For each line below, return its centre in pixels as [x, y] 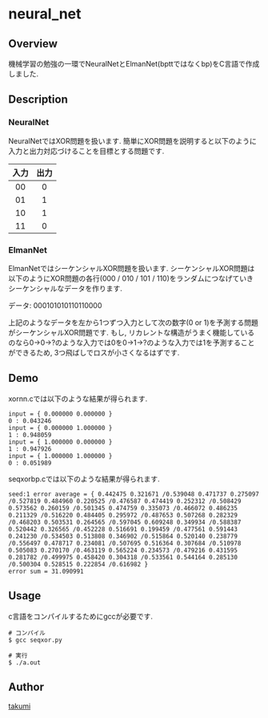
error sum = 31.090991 [46, 571]
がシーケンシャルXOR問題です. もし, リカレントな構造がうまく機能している [131, 332]
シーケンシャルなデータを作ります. [65, 288]
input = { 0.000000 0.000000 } [60, 414]
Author [26, 687]
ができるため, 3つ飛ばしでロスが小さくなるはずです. [94, 352]
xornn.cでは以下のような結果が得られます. [78, 399]
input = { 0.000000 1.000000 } [60, 428]
